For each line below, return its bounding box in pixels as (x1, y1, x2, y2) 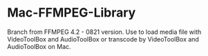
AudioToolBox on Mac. (7, 42, 71, 50)
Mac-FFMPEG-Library (7, 5, 136, 21)
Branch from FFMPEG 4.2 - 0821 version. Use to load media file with (7, 28, 202, 36)
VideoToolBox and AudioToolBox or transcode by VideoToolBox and (7, 35, 199, 43)
